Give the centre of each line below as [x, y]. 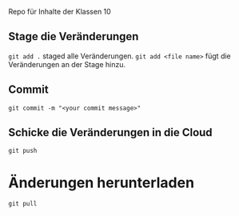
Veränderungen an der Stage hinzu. [67, 64]
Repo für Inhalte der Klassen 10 [60, 12]
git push [23, 151]
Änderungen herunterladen [101, 182]
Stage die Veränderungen [74, 36]
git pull [23, 204]
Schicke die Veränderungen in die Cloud [111, 132]
